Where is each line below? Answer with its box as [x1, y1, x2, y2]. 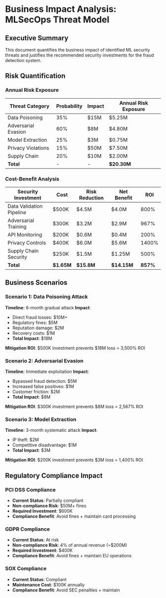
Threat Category [9, 103, 50, 110]
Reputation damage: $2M [12, 325, 64, 331]
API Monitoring [7, 231, 42, 238]
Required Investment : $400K [12, 547, 73, 553]
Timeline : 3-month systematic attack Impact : [5, 427, 98, 433]
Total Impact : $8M [12, 394, 51, 400]
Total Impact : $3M [12, 447, 51, 453]
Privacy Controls [7, 239, 46, 246]
